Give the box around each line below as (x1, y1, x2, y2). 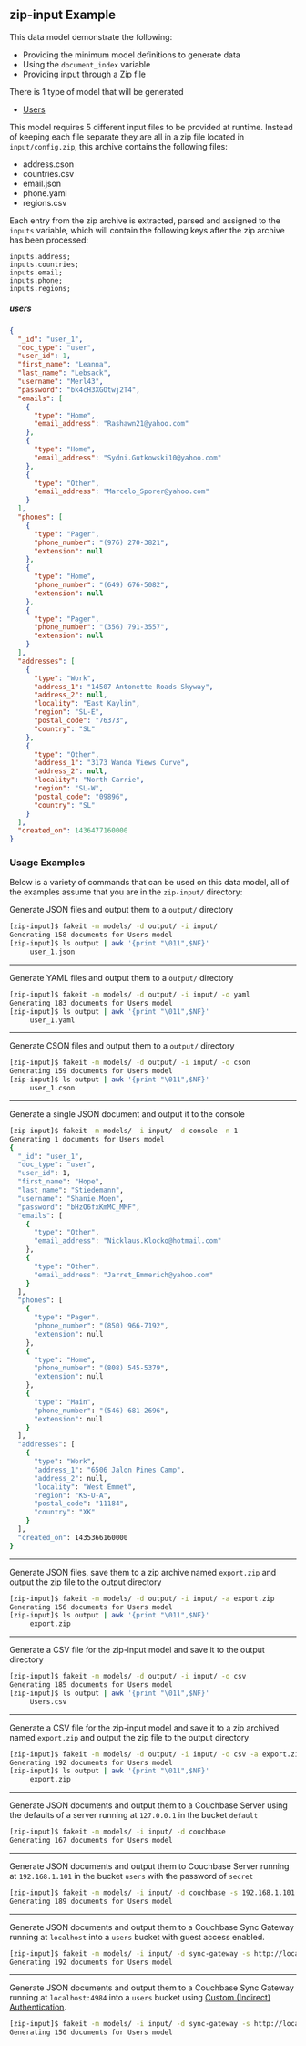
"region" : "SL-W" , (33, 784, 104, 793)
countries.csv (22, 168, 75, 179)
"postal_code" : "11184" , (33, 1499, 128, 1508)
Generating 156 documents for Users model (9, 1602, 173, 1612)
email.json (22, 178, 62, 189)
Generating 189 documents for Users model (9, 1896, 173, 1906)
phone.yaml (22, 187, 67, 199)
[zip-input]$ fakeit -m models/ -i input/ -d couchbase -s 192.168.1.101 (9, 1887, 296, 1897)
